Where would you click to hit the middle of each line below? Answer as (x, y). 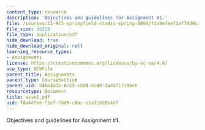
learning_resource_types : (39, 52)
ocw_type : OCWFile (30, 69)
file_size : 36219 (28, 29)
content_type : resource (37, 12)
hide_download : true (33, 40)
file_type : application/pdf (42, 35)
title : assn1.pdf (28, 97)
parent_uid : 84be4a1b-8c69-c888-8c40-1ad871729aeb (72, 86)
